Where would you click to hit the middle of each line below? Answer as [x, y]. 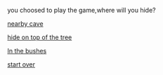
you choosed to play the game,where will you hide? [81, 10]
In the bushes [27, 51]
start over [21, 64]
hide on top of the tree [40, 37]
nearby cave [25, 23]
